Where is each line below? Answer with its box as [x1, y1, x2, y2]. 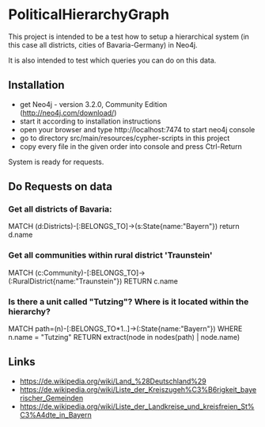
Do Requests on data [8, 180, 113, 193]
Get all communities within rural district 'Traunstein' [8, 250, 213, 261]
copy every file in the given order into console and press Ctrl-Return [19, 141, 243, 151]
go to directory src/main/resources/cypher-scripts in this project [19, 133, 230, 143]
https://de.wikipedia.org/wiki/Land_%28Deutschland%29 [19, 376, 207, 386]
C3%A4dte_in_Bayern [19, 410, 93, 419]
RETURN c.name [123, 276, 178, 286]
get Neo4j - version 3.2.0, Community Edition [19, 99, 168, 109]
